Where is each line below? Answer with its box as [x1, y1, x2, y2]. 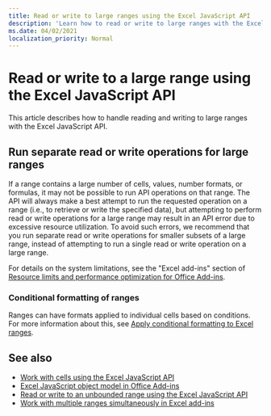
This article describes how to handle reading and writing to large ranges [8, 113, 248, 123]
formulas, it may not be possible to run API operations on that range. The [8, 187, 250, 197]
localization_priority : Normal [8, 34, 114, 43]
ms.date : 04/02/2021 [8, 27, 78, 35]
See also [8, 351, 52, 364]
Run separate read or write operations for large [8, 145, 249, 158]
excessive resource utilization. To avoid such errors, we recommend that [8, 222, 250, 231]
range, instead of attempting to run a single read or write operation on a [8, 239, 247, 249]
